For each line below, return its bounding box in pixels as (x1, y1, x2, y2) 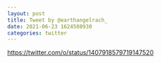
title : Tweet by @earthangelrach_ (7, 17, 108, 24)
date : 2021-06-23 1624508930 (7, 23, 92, 30)
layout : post (7, 10, 45, 17)
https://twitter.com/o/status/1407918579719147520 (7, 48, 154, 57)
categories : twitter (7, 29, 68, 37)
